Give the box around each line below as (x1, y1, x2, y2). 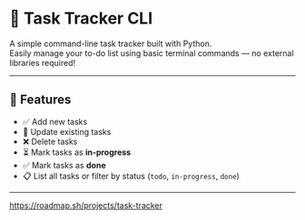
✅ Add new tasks (22, 116, 88, 127)
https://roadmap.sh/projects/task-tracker (9, 199, 163, 211)
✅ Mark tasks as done (22, 159, 106, 170)
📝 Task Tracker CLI (9, 8, 153, 29)
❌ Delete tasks (22, 136, 78, 147)
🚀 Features (9, 92, 72, 108)
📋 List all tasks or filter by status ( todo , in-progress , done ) (22, 170, 241, 181)
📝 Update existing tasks (22, 126, 112, 137)
